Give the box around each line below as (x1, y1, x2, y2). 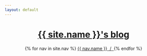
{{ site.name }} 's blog (37, 28, 129, 40)
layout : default (4, 7, 38, 12)
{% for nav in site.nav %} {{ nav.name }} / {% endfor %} (24, 45, 142, 51)
